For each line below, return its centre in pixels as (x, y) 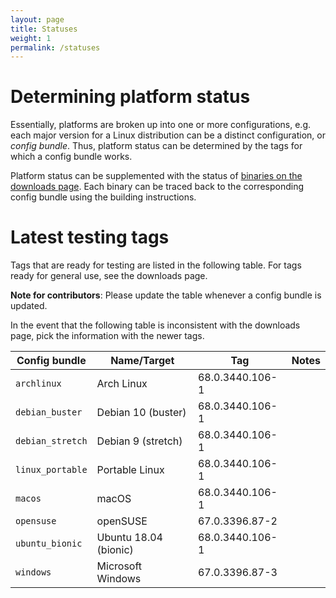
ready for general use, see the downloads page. (109, 276)
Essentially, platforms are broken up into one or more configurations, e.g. (161, 125)
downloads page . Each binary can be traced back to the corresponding (157, 187)
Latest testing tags (90, 237)
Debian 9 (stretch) (139, 441)
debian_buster (49, 412)
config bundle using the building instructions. (103, 197)
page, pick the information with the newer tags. (107, 336)
